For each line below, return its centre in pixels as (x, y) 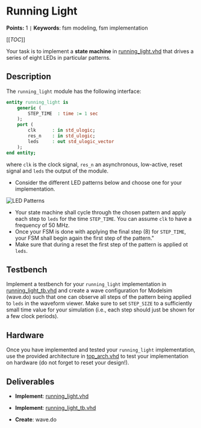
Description (29, 77)
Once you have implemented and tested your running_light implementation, (101, 350)
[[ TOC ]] (16, 39)
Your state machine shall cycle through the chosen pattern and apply (100, 212)
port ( (25, 125)
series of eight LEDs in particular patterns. (59, 57)
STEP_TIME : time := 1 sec (63, 113)
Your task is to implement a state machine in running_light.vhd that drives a (100, 51)
